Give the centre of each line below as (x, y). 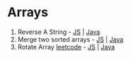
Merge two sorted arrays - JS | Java (70, 39)
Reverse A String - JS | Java (59, 32)
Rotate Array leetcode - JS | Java (66, 47)
